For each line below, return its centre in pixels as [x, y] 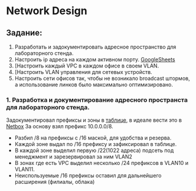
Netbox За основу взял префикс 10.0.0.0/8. [60, 127]
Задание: [24, 33]
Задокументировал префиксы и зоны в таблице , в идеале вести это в [94, 120]
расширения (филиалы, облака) [55, 182]
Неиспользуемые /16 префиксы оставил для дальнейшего [88, 176]
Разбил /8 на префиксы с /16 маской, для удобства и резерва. [93, 138]
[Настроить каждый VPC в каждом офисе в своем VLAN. [87, 66]
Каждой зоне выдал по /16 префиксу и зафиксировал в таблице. [96, 144]
